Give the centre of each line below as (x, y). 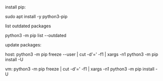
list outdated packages (28, 26)
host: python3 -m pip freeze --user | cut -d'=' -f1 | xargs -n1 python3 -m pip (81, 54)
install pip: (15, 7)
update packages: (23, 45)
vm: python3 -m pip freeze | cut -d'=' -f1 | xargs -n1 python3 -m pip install (80, 69)
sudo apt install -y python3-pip (36, 16)
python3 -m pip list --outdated (36, 35)
